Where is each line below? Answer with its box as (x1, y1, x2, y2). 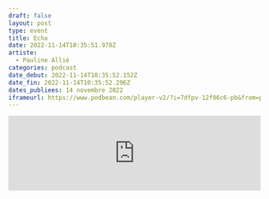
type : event (8, 26, 48, 34)
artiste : (8, 49, 38, 57)
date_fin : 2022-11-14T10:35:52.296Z (8, 78, 130, 86)
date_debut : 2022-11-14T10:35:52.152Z (8, 71, 138, 79)
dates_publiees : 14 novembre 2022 (8, 86, 124, 94)
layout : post (8, 19, 52, 27)
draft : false (8, 11, 52, 20)
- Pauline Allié (15, 57, 70, 65)
